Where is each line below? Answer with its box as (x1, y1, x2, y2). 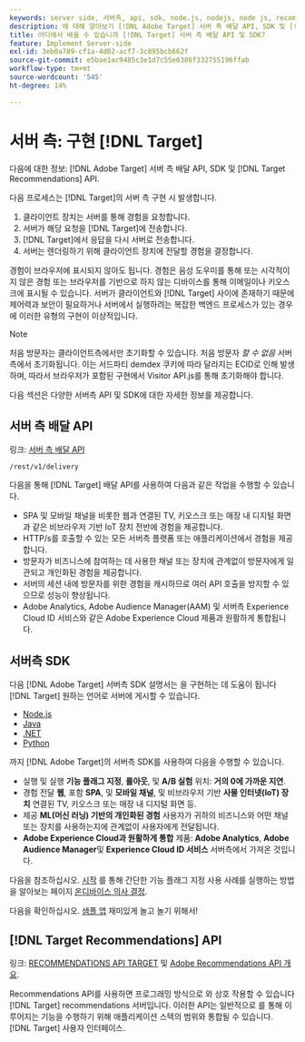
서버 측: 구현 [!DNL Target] (9, 131, 203, 151)
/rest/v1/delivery (9, 462, 79, 471)
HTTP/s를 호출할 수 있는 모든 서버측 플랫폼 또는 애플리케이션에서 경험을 (22, 533, 277, 544)
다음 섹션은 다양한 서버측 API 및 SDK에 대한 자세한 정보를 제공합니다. (9, 389, 254, 400)
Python (22, 738, 50, 749)
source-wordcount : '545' (9, 73, 103, 82)
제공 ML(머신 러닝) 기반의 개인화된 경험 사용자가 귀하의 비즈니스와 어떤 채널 (22, 810, 289, 821)
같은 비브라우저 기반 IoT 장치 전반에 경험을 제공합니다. (32, 521, 223, 532)
